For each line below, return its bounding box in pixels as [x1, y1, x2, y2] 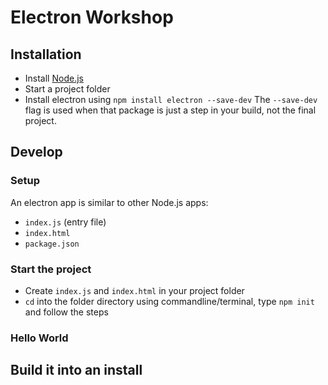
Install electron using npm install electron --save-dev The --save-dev [24, 94, 318, 105]
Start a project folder [24, 83, 111, 95]
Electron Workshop [10, 6, 174, 29]
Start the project [10, 262, 92, 276]
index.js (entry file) [24, 216, 107, 228]
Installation [10, 46, 82, 63]
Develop [10, 144, 63, 161]
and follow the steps [24, 306, 109, 318]
